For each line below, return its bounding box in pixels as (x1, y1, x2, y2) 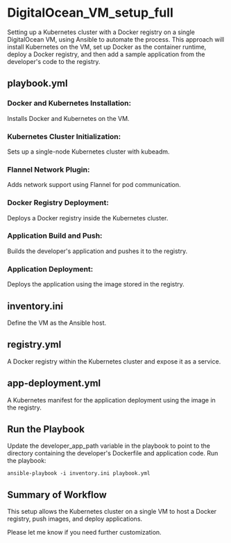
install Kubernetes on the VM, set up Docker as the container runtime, (7, 42, 207, 51)
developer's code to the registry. (7, 57, 101, 65)
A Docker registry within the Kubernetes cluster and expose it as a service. (7, 357, 221, 366)
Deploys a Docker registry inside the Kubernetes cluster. (7, 213, 169, 222)
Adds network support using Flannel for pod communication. (7, 181, 182, 189)
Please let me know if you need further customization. (7, 528, 162, 537)
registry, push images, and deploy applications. (7, 514, 143, 523)
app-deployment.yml (7, 378, 101, 389)
